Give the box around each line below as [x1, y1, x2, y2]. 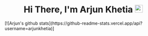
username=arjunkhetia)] [4, 25, 54, 31]
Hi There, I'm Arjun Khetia [23, 4, 133, 15]
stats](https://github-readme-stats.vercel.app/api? [39, 20, 143, 26]
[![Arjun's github [4, 20, 38, 26]
